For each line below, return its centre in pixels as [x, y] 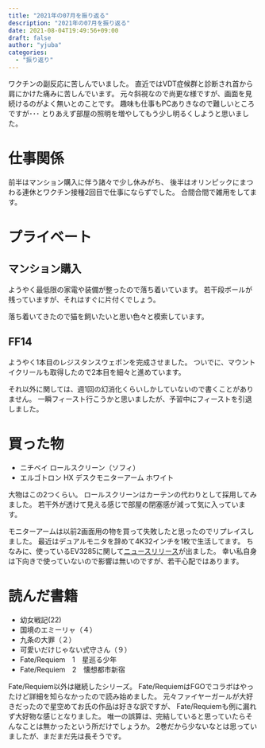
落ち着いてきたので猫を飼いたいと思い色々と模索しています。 [108, 316]
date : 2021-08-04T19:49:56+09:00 [63, 30]
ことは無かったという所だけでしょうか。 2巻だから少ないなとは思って [136, 726]
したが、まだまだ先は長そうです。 [70, 736]
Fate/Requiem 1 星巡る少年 [68, 659]
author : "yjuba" [35, 45]
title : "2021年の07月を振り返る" [59, 16]
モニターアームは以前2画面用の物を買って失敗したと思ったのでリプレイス [128, 531]
